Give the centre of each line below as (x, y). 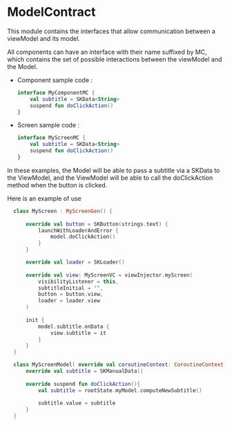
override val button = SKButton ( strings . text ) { (97, 224)
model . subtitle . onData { (74, 326)
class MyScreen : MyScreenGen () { (63, 211)
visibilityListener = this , (78, 281)
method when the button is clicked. (57, 185)
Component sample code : (55, 80)
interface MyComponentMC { (56, 93)
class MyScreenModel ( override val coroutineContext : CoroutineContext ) (120, 365)
